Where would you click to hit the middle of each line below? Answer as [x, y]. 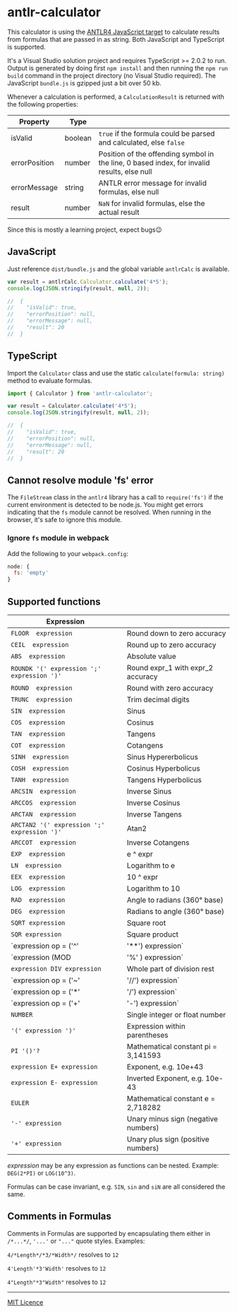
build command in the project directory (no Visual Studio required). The [112, 76]
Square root [146, 922]
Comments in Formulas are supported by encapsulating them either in [109, 1233]
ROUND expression [42, 688]
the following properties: [43, 104]
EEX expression [38, 877]
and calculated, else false [141, 142]
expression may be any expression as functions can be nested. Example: [113, 1165]
